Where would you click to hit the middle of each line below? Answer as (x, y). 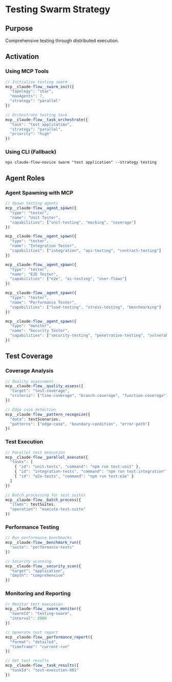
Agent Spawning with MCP (39, 193)
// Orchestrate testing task (36, 115)
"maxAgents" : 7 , (27, 96)
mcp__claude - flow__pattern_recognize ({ (48, 414)
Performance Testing (32, 527)
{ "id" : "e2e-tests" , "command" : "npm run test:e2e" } (74, 476)
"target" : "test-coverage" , (40, 391)
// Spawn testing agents (32, 203)
